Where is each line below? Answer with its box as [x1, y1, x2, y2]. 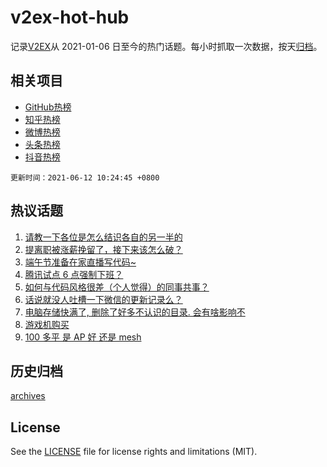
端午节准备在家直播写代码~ [24, 256, 137, 268]
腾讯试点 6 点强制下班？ [24, 268, 124, 280]
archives [10, 390, 46, 402]
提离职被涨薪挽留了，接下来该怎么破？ [24, 243, 183, 255]
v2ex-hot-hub [10, 6, 130, 29]
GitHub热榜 [24, 101, 72, 113]
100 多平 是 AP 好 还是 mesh [24, 331, 142, 343]
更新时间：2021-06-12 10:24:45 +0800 [10, 172, 160, 183]
